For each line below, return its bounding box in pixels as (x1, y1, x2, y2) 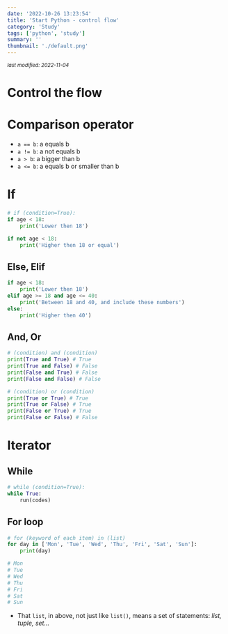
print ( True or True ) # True (7, 395, 89, 402)
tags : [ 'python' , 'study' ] (7, 29, 85, 37)
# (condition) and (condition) (7, 349, 98, 356)
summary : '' (7, 36, 42, 43)
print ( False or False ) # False (7, 414, 98, 421)
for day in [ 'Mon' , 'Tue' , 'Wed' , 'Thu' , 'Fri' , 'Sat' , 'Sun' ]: (7, 541, 197, 548)
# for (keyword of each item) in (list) (7, 534, 127, 541)
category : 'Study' (7, 23, 60, 30)
